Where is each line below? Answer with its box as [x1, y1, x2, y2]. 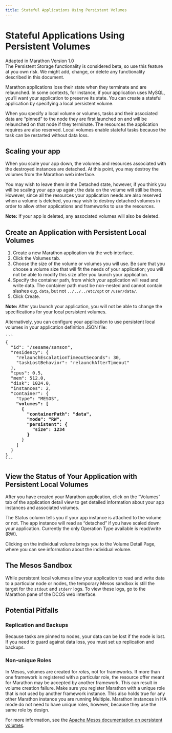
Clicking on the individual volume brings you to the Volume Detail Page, [5, 541, 156, 547]
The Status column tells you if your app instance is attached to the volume [5, 515, 162, 520]
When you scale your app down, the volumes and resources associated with [5, 160, 166, 167]
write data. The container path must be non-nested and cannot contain [12, 283, 163, 289]
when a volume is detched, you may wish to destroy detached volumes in [5, 198, 160, 204]
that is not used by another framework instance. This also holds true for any [5, 690, 165, 697]
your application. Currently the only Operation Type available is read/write [5, 525, 161, 532]
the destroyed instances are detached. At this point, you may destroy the [5, 166, 159, 172]
